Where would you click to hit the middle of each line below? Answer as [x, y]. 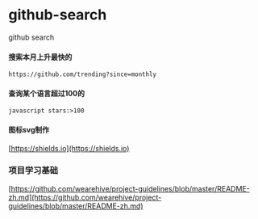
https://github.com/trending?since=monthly [83, 74]
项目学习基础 [33, 171]
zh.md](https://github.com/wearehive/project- [85, 197]
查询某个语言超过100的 [46, 93]
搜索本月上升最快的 [40, 57]
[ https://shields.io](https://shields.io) [69, 148]
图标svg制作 [29, 129]
